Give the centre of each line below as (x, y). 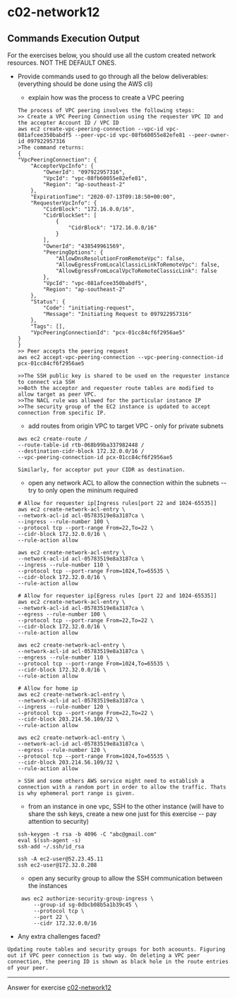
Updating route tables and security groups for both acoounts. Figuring (116, 949)
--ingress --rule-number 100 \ (63, 522)
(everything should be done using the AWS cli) (85, 84)
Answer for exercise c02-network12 (59, 987)
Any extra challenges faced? (59, 936)
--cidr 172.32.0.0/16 (65, 923)
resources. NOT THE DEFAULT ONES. (62, 63)
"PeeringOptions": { (73, 252)
